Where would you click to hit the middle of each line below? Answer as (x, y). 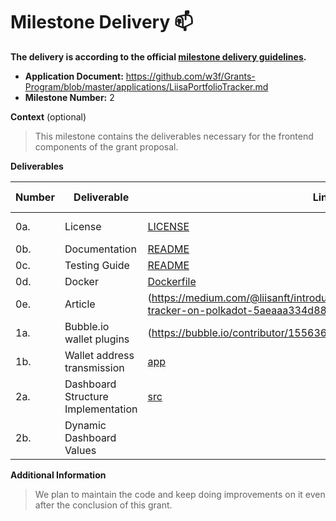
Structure (86, 396)
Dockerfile (172, 281)
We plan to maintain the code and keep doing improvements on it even (180, 494)
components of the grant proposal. (106, 146)
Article (80, 304)
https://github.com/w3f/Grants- (190, 76)
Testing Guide (97, 265)
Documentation (100, 249)
